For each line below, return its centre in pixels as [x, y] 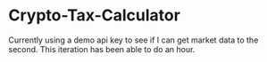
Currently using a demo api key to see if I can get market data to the [133, 40]
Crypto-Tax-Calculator [94, 15]
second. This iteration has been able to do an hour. [102, 49]
